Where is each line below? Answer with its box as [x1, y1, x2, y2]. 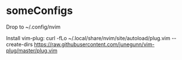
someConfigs [6, 4, 73, 17]
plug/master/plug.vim [6, 47, 58, 54]
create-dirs [6, 41, 33, 48]
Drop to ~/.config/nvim [6, 23, 61, 30]
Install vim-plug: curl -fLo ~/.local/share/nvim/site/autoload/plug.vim [6, 34, 170, 41]
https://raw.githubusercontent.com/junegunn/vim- [34, 41, 155, 48]
